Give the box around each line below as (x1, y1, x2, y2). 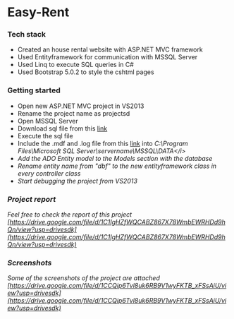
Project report (7, 194, 56, 204)
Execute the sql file (17, 131, 73, 140)
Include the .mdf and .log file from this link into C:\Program (17, 139, 188, 148)
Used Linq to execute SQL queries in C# (17, 61, 134, 69)
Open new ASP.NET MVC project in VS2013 (17, 102, 144, 110)
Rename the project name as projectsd (17, 109, 130, 117)
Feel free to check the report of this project (7, 210, 133, 219)
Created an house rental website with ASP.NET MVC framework (17, 45, 203, 54)
